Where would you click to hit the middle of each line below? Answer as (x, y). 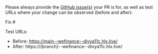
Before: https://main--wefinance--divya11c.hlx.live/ (65, 41)
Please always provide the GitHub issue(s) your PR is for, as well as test (79, 7)
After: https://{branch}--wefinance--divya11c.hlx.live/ (67, 46)
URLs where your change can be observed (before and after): (69, 12)
